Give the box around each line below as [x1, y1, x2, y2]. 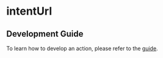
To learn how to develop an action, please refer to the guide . [6, 45, 158, 52]
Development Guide [6, 29, 84, 39]
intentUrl [6, 4, 53, 18]
